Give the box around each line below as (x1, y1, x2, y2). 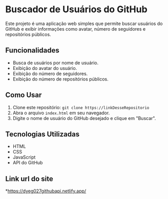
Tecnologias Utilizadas (5, 130, 80, 138)
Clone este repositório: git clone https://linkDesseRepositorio (12, 104, 150, 110)
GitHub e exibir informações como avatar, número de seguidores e (5, 26, 146, 32)
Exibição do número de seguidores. (12, 70, 88, 77)
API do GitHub (12, 160, 43, 166)
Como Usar (5, 91, 42, 99)
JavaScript (12, 154, 36, 160)
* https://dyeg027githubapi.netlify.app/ (5, 188, 87, 194)
